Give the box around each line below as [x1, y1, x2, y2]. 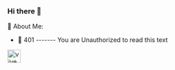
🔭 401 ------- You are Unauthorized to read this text [17, 36, 168, 44]
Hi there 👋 [7, 6, 42, 16]
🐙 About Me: [7, 22, 44, 31]
